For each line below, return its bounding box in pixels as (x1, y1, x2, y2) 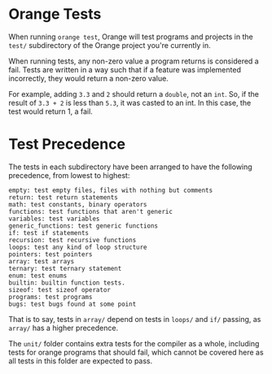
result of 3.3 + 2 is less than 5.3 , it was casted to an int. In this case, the (8, 98, 252, 107)
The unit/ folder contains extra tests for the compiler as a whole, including (8, 338, 260, 348)
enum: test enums (8, 272, 68, 280)
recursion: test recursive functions (8, 236, 137, 244)
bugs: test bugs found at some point (8, 300, 137, 308)
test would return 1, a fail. (8, 107, 94, 116)
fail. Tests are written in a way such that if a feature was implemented (8, 64, 242, 74)
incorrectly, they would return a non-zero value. (8, 73, 169, 83)
